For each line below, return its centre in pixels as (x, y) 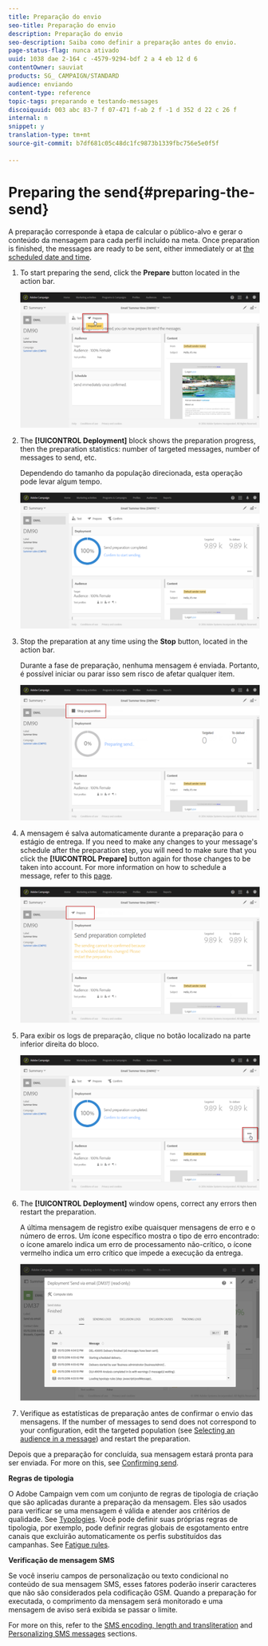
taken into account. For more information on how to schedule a (123, 867)
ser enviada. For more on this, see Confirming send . (94, 1463)
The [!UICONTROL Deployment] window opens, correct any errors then (138, 1204)
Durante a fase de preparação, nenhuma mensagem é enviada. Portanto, (140, 665)
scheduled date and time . (50, 257)
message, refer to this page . (66, 876)
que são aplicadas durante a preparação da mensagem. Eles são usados (128, 1502)
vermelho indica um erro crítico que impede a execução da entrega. (131, 1253)
